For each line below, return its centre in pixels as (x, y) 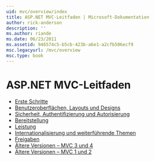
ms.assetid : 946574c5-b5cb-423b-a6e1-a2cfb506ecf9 (70, 45)
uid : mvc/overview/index (37, 12)
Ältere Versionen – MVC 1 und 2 (53, 152)
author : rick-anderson (34, 22)
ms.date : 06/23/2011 (32, 39)
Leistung (25, 126)
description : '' (26, 28)
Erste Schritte (31, 101)
